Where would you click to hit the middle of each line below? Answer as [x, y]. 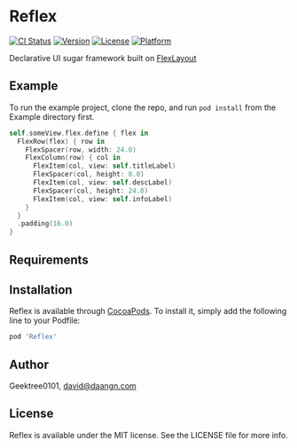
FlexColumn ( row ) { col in [73, 158]
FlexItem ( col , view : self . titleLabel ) [104, 166]
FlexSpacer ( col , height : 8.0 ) [88, 175]
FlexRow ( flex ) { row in [61, 141]
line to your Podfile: [45, 320]
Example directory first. [52, 116]
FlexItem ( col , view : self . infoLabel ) [102, 199]
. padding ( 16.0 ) [45, 224]
